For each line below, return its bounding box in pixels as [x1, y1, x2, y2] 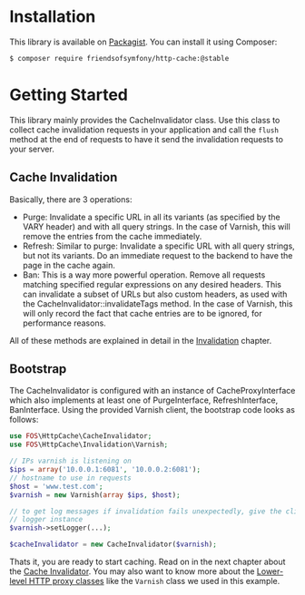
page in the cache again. [22, 259, 115, 270]
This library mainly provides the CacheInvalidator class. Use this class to [9, 114, 280, 125]
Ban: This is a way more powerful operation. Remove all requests [22, 269, 266, 280]
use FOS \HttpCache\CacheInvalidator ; [9, 432, 152, 441]
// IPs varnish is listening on [9, 456, 132, 466]
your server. [9, 143, 54, 154]
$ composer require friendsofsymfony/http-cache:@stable [9, 54, 230, 63]
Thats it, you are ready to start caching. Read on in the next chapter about [9, 556, 286, 567]
